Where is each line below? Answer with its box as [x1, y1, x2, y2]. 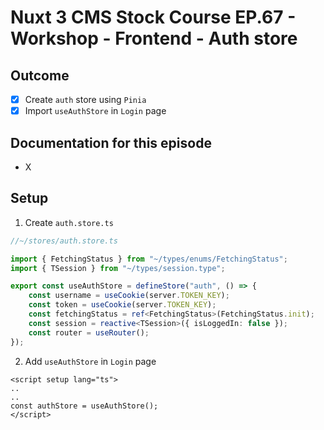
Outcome [10, 67, 70, 84]
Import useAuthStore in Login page [24, 105, 167, 117]
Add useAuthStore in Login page [24, 355, 157, 367]
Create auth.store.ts [24, 216, 114, 228]
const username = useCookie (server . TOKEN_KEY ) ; [28, 291, 230, 301]
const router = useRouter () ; [28, 327, 150, 338]
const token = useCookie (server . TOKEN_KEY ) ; [28, 300, 217, 310]
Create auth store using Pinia [24, 94, 147, 105]
